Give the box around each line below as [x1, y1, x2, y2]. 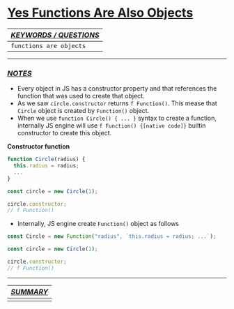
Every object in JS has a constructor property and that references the [17, 84, 217, 93]
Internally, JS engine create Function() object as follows [17, 220, 180, 228]
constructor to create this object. [17, 129, 112, 137]
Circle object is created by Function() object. [17, 107, 150, 115]
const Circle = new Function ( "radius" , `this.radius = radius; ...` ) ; [7, 233, 217, 240]
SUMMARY [10, 287, 49, 296]
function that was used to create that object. [17, 92, 145, 100]
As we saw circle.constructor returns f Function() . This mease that [17, 99, 217, 107]
